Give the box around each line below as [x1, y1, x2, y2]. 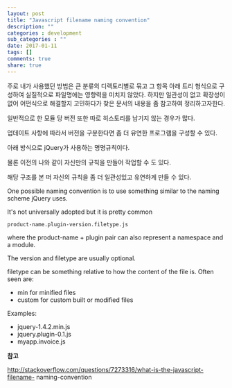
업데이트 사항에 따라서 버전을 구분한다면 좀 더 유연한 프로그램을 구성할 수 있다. [7, 128, 218, 137]
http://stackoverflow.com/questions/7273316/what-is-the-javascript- [7, 365, 204, 373]
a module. [7, 240, 36, 248]
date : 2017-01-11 [7, 42, 57, 49]
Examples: [7, 309, 37, 317]
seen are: [7, 275, 35, 283]
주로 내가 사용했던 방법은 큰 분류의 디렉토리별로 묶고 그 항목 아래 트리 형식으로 [7, 81, 218, 90]
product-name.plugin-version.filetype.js [7, 221, 129, 228]
